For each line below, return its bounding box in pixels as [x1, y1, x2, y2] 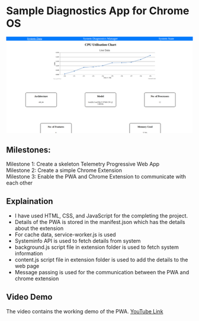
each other [6, 179, 33, 187]
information [14, 249, 43, 257]
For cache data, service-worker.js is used [14, 231, 117, 238]
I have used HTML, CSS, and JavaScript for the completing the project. [14, 212, 188, 219]
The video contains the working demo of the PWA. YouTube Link [6, 307, 163, 314]
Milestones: [6, 145, 51, 155]
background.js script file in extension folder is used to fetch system [14, 244, 179, 251]
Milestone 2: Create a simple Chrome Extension [6, 167, 123, 174]
